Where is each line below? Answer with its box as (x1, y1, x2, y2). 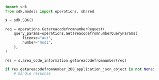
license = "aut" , (22, 36, 53, 40)
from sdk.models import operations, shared (5, 9, 95, 14)
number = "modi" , (22, 40, 53, 45)
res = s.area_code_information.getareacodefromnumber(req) (5, 58, 127, 63)
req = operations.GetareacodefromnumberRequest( (5, 27, 105, 31)
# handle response (14, 71, 51, 76)
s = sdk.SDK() (5, 17, 34, 23)
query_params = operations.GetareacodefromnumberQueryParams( (14, 31, 138, 36)
